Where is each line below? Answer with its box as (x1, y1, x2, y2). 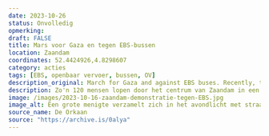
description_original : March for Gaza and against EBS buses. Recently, (8, 78, 256, 86)
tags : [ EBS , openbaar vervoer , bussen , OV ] (8, 71, 156, 79)
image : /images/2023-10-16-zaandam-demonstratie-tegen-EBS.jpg (8, 94, 224, 102)
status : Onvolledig (8, 19, 74, 27)
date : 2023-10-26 (8, 11, 66, 20)
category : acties (8, 64, 66, 72)
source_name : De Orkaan (8, 109, 88, 117)
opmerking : (8, 26, 45, 34)
